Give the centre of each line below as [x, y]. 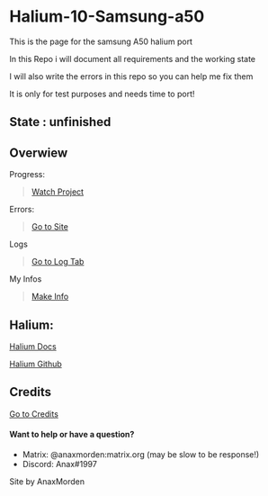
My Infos [26, 279]
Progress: [27, 175]
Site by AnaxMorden [47, 481]
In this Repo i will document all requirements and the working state [133, 59]
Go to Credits [34, 414]
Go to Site [50, 227]
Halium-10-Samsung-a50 [107, 17]
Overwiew [39, 153]
